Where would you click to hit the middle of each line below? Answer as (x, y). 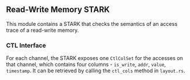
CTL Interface (26, 45)
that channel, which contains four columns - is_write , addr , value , (86, 65)
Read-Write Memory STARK (58, 10)
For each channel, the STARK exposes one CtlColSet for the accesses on (95, 58)
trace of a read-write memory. (43, 30)
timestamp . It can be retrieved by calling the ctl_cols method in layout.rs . (96, 71)
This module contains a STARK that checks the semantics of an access (92, 24)
